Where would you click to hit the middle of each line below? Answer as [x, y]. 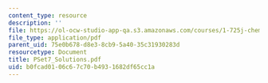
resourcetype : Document [48, 52]
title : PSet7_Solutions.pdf [55, 60]
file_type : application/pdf [55, 38]
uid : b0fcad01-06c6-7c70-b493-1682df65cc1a [82, 67]
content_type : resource [48, 15]
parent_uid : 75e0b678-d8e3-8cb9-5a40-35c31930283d [94, 45]
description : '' [35, 23]
